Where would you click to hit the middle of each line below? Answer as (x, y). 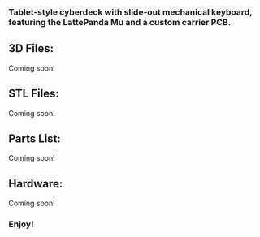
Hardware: (36, 184)
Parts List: (35, 138)
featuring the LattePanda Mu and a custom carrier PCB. (120, 22)
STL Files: (34, 94)
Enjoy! (21, 224)
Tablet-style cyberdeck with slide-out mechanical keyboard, (130, 12)
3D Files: (31, 48)
